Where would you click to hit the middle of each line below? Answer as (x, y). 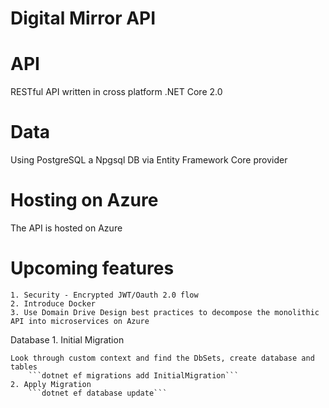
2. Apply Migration (51, 384)
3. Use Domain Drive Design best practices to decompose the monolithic (165, 312)
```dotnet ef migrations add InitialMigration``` (134, 375)
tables (24, 367)
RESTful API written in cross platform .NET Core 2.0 (116, 92)
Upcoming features (92, 268)
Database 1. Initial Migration (67, 339)
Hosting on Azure (84, 200)
